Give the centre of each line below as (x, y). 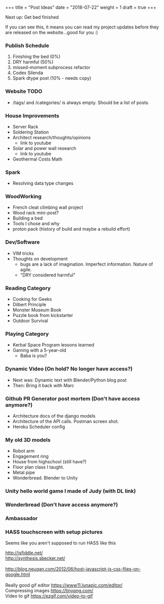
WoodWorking (24, 197)
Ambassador (22, 519)
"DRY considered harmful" (48, 275)
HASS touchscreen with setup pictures (54, 532)
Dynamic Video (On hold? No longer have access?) (69, 369)
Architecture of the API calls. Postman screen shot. (66, 421)
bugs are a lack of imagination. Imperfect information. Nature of (87, 264)
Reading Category (28, 288)
